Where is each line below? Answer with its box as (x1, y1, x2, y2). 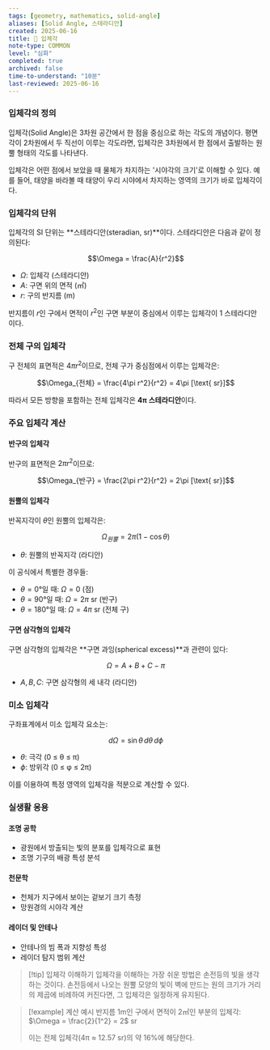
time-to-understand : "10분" (8, 72, 101, 80)
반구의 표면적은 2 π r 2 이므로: (8, 457, 95, 468)
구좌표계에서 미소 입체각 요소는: (8, 719, 108, 729)
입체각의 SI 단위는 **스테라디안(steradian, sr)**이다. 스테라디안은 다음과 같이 (8, 227, 253, 237)
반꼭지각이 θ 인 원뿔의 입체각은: (8, 515, 106, 525)
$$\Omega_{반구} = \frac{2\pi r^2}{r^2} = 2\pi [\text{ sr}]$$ (37, 476, 234, 485)
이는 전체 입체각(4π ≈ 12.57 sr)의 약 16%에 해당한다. (27, 1032, 195, 1042)
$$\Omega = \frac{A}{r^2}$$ (87, 254, 184, 264)
